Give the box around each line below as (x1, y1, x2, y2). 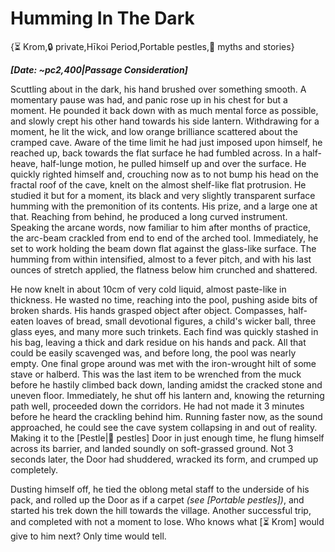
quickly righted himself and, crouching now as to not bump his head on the (10, 168, 319, 180)
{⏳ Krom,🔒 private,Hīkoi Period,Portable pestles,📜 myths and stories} (10, 40, 295, 52)
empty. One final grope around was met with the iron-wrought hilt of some (10, 357, 317, 369)
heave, (10, 157, 39, 169)
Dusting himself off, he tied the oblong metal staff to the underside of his (10, 483, 310, 495)
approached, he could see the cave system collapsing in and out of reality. (10, 421, 318, 433)
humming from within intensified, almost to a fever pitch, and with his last (10, 253, 312, 265)
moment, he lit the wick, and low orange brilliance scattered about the (10, 125, 298, 137)
